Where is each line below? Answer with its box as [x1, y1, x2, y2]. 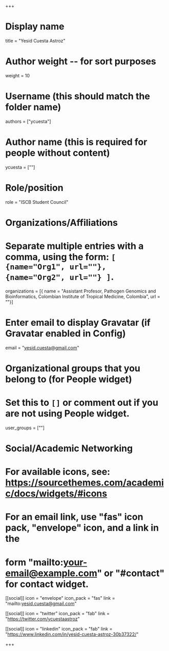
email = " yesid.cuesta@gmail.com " [5, 344, 79, 351]
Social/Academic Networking [5, 443, 133, 454]
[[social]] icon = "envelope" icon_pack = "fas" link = [5, 595, 115, 601]
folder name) [5, 101, 61, 113]
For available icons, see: [5, 466, 111, 478]
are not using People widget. [5, 408, 130, 419]
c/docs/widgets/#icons [5, 488, 108, 499]
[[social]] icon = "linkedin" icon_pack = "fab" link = [5, 626, 113, 632]
